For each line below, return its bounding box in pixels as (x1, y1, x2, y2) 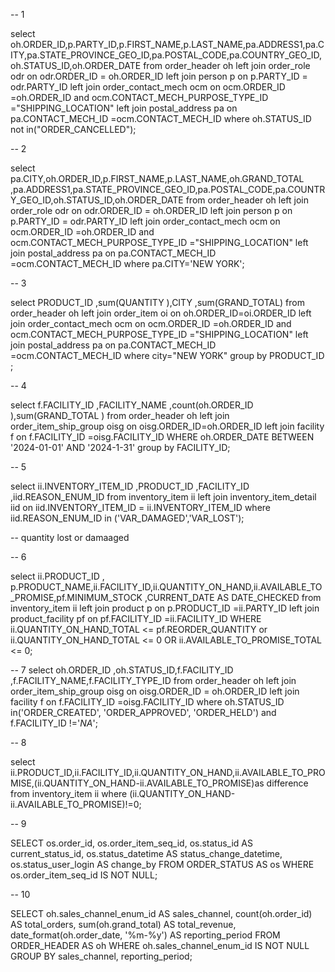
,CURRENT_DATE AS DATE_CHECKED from (144, 592, 322, 603)
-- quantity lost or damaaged (10, 532, 130, 543)
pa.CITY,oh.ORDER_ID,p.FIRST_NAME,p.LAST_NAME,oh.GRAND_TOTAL (10, 173, 305, 184)
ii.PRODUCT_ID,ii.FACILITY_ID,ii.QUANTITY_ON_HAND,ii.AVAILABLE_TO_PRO (10, 767, 326, 778)
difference (266, 777, 309, 789)
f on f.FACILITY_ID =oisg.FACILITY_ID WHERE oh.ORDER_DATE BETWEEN (10, 431, 315, 443)
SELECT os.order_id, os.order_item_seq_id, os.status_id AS (10, 837, 254, 849)
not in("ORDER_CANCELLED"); (10, 124, 137, 135)
